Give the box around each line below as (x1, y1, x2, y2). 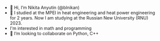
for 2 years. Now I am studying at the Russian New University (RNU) (9, 15, 149, 20)
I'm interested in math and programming (9, 25, 92, 31)
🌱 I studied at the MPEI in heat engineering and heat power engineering (9, 10, 156, 16)
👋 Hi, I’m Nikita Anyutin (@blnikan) (9, 5, 80, 10)
